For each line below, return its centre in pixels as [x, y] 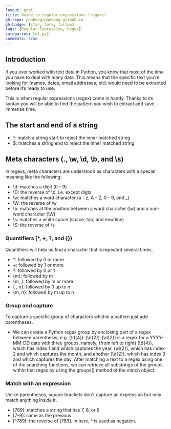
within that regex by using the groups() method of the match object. [84, 370]
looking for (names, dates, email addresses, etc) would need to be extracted [86, 83]
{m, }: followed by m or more [43, 281]
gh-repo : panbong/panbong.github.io [44, 19]
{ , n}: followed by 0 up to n [41, 287]
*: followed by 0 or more [38, 259]
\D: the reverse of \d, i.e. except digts [52, 192]
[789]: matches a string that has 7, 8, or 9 [56, 410]
